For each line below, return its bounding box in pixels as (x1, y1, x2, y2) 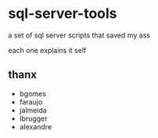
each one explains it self (8, 45, 87, 55)
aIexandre (19, 122, 52, 131)
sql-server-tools (8, 5, 117, 23)
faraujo (19, 97, 43, 106)
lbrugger (19, 114, 48, 123)
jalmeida (19, 105, 47, 115)
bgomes (19, 89, 47, 98)
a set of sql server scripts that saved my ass (8, 30, 151, 40)
